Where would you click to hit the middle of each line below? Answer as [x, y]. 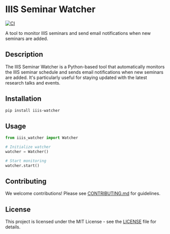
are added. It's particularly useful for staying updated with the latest [76, 77]
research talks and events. [33, 83]
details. [13, 227]
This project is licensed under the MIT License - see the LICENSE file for [81, 222]
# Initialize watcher [28, 147]
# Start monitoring [26, 161]
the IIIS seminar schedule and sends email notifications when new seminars [84, 72]
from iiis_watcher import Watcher [42, 138]
